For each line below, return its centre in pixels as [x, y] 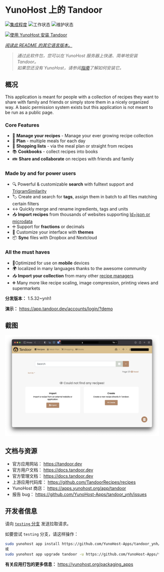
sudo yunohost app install [32, 544]
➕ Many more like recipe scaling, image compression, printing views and [85, 283]
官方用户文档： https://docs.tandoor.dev [53, 470]
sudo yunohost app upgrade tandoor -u [44, 554]
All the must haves [28, 252]
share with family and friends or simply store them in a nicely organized [77, 102]
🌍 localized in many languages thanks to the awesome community [79, 268]
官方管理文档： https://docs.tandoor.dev [53, 476]
